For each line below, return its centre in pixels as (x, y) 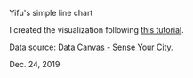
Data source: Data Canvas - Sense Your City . (91, 47)
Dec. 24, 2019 (35, 64)
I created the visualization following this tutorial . (96, 30)
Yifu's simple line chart (51, 13)
